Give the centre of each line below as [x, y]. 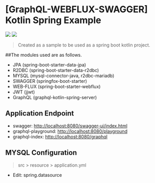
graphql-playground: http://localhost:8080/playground [70, 131]
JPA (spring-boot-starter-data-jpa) [49, 64]
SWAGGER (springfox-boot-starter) [50, 81]
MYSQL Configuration [41, 153]
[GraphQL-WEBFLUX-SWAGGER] [77, 9]
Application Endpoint [40, 113]
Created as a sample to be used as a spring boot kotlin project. [84, 45]
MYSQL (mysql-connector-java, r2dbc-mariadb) [63, 76]
